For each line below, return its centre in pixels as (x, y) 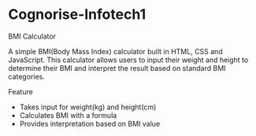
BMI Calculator (32, 36)
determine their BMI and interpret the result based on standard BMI (117, 68)
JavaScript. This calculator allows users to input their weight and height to (128, 60)
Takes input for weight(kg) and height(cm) (88, 107)
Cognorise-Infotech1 (77, 15)
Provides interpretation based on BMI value (90, 123)
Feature (20, 91)
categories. (26, 76)
